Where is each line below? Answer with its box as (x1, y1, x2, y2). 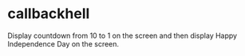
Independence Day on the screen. (7, 39, 120, 48)
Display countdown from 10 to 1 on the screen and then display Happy (7, 31, 237, 40)
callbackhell (7, 5, 90, 23)
